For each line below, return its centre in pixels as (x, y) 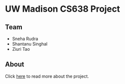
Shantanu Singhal (30, 44)
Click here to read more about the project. (47, 76)
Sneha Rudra (25, 39)
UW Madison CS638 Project (62, 9)
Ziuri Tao (21, 49)
